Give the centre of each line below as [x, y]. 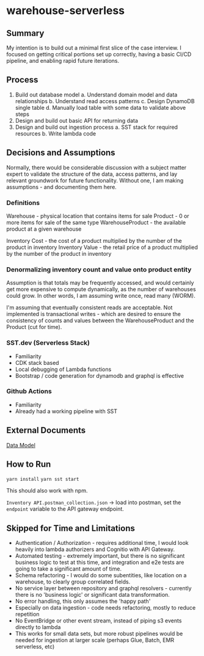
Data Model [21, 445]
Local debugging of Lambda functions [63, 369]
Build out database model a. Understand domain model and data [96, 95]
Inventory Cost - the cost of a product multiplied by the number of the [94, 240]
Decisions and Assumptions [61, 153]
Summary [25, 33]
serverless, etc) [35, 647]
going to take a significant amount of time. [68, 569]
